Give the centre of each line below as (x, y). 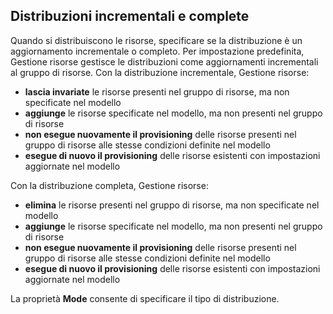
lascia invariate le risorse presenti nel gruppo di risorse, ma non (157, 91)
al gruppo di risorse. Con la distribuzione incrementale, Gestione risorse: (160, 72)
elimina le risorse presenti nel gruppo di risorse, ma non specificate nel (172, 205)
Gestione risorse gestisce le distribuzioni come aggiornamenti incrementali (164, 61)
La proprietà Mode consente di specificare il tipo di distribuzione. (145, 298)
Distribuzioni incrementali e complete (130, 16)
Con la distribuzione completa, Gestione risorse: (109, 185)
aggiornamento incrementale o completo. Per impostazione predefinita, (157, 51)
